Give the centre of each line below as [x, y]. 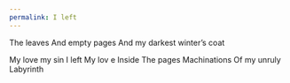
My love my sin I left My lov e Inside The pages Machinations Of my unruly [145, 59]
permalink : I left [43, 17]
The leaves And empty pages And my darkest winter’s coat [117, 42]
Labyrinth [27, 69]
